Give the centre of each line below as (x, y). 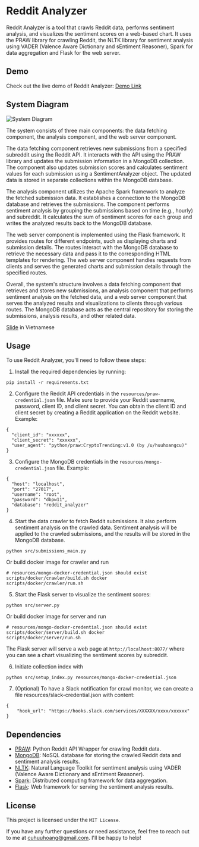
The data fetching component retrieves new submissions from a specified (97, 148)
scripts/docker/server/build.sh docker (56, 633)
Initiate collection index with (49, 667)
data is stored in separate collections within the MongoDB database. (90, 180)
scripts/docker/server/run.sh (44, 638)
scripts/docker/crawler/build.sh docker (57, 579)
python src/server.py (33, 605)
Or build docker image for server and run (56, 617)
